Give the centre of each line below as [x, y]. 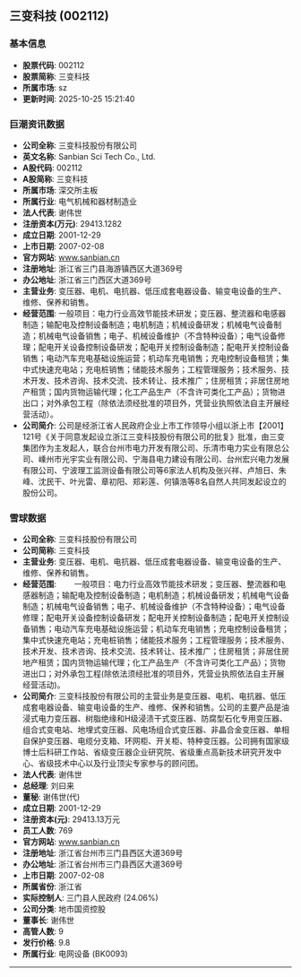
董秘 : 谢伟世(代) [51, 797]
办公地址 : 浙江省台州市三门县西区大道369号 [103, 864]
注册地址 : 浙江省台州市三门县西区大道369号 [103, 853]
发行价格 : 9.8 [46, 943]
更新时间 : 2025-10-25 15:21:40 [78, 99]
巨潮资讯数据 [37, 124]
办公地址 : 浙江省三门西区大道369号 [87, 280]
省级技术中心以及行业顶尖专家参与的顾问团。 [120, 764]
